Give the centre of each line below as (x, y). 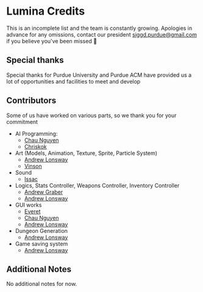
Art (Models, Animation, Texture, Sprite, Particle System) (86, 153)
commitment (22, 122)
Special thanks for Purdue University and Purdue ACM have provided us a (99, 75)
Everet (32, 211)
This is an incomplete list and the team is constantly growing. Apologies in (99, 28)
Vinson (33, 166)
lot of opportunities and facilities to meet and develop (73, 81)
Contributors (31, 101)
